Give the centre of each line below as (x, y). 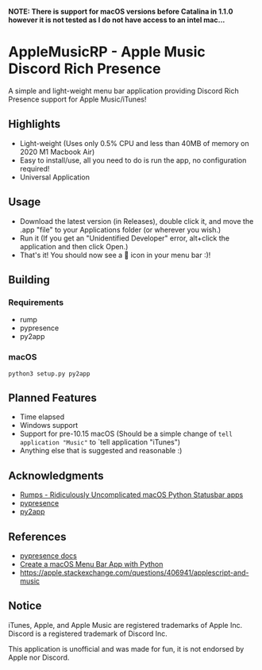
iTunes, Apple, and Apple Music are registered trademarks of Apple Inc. (125, 625)
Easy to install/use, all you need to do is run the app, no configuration (133, 160)
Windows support (49, 425)
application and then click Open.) (74, 246)
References (37, 536)
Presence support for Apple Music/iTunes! (77, 99)
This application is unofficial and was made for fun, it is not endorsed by (126, 649)
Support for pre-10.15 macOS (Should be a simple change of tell (126, 434)
